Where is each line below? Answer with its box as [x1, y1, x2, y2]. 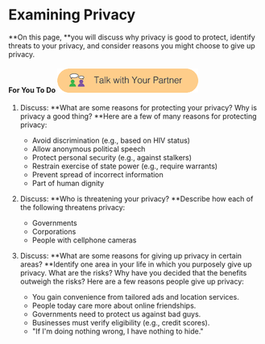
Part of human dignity [31, 179, 105, 189]
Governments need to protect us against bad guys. [31, 309, 201, 319]
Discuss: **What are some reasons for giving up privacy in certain [19, 251, 242, 261]
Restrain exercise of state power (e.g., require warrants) [31, 161, 218, 171]
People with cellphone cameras [31, 235, 137, 245]
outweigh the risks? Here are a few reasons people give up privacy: [19, 276, 244, 287]
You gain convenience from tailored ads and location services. [31, 292, 239, 302]
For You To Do [8, 85, 56, 94]
